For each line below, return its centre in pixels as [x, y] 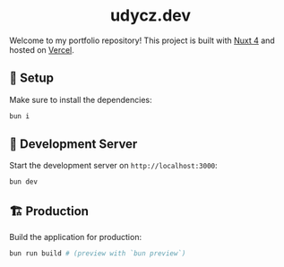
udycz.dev [151, 16]
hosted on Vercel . [42, 49]
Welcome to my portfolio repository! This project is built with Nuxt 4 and [142, 40]
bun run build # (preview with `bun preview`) [98, 254]
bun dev [24, 182]
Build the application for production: [75, 237]
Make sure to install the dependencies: [81, 99]
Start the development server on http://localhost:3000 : [113, 166]
